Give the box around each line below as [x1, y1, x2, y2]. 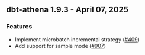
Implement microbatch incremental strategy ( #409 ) [14, 35, 140, 43]
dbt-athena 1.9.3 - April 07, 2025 [6, 5, 129, 15]
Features [6, 22, 33, 31]
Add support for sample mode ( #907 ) [14, 42, 107, 49]
